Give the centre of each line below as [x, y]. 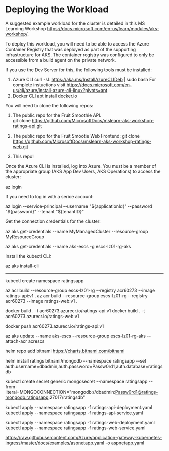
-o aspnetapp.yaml [125, 443]
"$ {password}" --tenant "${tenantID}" [45, 211]
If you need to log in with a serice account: [50, 196]
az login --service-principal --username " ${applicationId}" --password [79, 206]
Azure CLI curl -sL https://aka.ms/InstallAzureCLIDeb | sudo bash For [84, 79]
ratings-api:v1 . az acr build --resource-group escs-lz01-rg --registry [76, 296]
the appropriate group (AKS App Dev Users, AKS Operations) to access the [83, 171]
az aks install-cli [22, 266]
